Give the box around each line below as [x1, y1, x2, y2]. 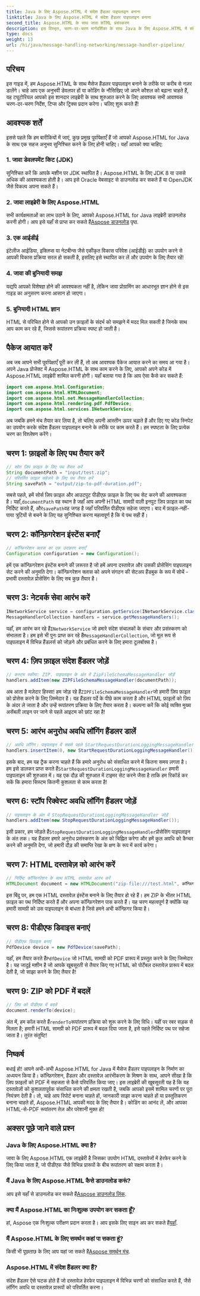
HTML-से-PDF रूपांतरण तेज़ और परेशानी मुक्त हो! [6, 1105, 105, 1113]
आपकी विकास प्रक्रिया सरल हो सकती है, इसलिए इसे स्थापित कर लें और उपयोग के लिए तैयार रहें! [6, 254, 185, 261]
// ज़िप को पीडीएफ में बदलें [6, 1002, 58, 1008]
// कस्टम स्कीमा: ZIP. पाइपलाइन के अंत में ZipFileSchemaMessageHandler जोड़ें [6, 672, 175, 678]
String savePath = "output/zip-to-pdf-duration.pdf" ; [6, 480, 143, 487]
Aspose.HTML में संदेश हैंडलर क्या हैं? [6, 1263, 98, 1272]
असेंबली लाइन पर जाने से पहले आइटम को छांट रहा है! [6, 709, 105, 716]
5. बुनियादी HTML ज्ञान [6, 305, 60, 313]
